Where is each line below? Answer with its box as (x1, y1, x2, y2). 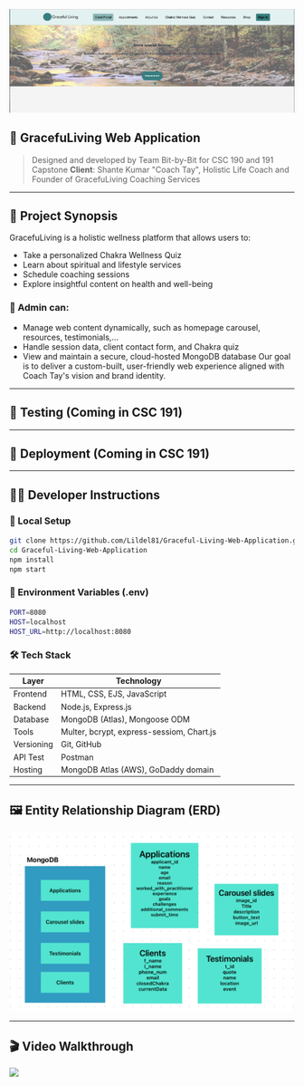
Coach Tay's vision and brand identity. (22, 370, 166, 380)
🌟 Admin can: (9, 302, 70, 314)
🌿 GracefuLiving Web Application (9, 130, 201, 146)
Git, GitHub (61, 739, 102, 750)
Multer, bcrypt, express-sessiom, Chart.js (61, 726, 217, 737)
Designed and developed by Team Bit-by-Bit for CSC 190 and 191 (31, 154, 274, 165)
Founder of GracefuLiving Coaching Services (31, 173, 201, 185)
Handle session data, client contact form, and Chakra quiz (22, 341, 240, 352)
